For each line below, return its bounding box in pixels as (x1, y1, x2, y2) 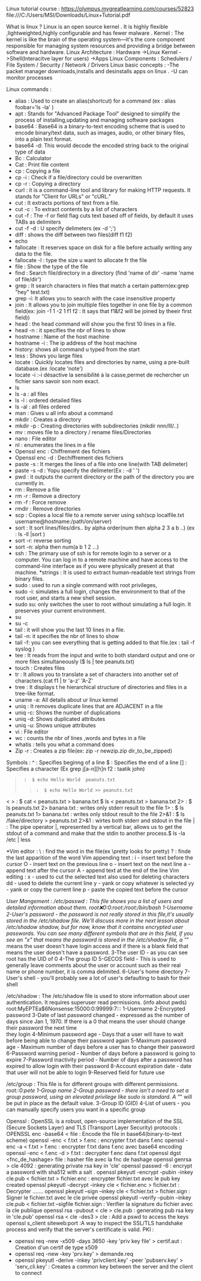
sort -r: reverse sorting (14, 537, 71, 544)
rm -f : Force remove (14, 499, 67, 506)
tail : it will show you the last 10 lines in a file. (14, 626, 125, 633)
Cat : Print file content (14, 161, 70, 168)
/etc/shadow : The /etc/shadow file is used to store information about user (6, 993, 190, 999)
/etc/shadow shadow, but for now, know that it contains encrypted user (6, 924, 184, 930)
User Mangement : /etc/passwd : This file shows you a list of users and (6, 898, 183, 904)
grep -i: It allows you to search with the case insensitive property (14, 295, 176, 302)
